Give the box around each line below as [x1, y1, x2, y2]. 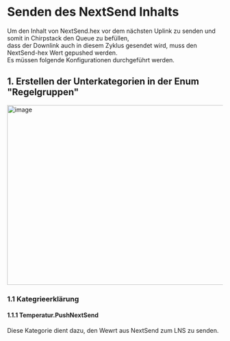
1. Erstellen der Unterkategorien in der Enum [7, 76, 200, 88]
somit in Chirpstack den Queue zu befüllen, [7, 34, 129, 42]
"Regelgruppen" [7, 86, 79, 98]
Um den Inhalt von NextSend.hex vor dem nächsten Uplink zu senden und [7, 27, 216, 35]
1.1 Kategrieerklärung [7, 294, 79, 303]
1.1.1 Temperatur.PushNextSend [7, 311, 99, 319]
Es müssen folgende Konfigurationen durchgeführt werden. [7, 55, 175, 64]
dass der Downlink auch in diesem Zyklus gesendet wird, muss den [7, 41, 197, 49]
